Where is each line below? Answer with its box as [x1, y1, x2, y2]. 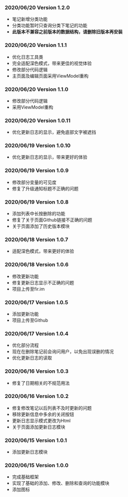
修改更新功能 [12, 273, 39, 279]
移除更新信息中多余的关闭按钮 [12, 411, 74, 417]
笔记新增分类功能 [12, 16, 48, 22]
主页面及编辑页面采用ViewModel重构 [12, 73, 89, 79]
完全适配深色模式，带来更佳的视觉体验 [12, 60, 92, 66]
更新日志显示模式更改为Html [12, 417, 71, 423]
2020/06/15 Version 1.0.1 [5, 436, 68, 443]
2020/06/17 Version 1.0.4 [5, 330, 69, 337]
